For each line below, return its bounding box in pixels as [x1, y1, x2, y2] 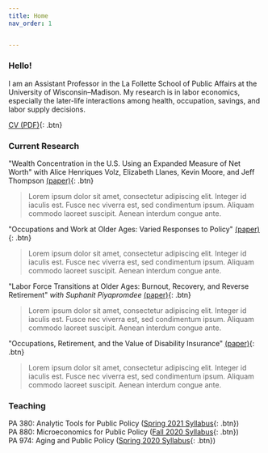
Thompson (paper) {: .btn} [8, 176, 94, 186]
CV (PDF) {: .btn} [8, 120, 63, 129]
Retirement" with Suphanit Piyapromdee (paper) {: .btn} [8, 290, 192, 300]
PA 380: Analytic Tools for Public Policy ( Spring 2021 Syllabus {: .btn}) [8, 418, 240, 429]
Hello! [8, 60, 32, 71]
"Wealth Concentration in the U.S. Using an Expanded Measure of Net [8, 159, 241, 168]
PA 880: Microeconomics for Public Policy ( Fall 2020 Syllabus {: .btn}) [8, 427, 240, 437]
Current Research [8, 140, 80, 151]
